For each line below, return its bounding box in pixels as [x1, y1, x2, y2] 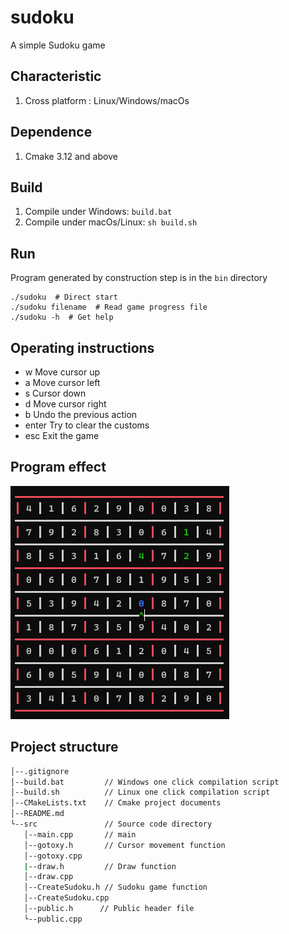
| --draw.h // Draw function [23, 861, 177, 871]
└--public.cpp [23, 914, 83, 924]
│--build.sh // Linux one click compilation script [10, 787, 271, 798]
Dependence [10, 124, 93, 141]
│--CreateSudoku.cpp [23, 893, 110, 903]
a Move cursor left [24, 377, 101, 388]
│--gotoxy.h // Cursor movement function [23, 840, 226, 850]
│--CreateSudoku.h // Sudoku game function [23, 882, 208, 893]
